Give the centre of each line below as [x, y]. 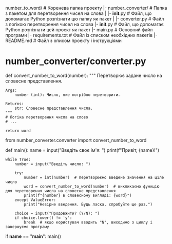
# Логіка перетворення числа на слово [47, 117]
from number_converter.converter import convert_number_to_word [76, 140]
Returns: [15, 104]
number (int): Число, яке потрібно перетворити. [68, 95]
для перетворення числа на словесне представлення [61, 191]
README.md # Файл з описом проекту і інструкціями [63, 40]
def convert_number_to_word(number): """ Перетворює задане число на [84, 75]
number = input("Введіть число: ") [53, 164]
